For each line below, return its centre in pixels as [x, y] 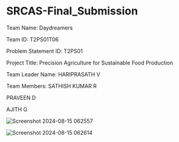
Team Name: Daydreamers [40, 28]
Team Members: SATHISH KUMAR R [51, 86]
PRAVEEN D [21, 97]
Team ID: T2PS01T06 [33, 39]
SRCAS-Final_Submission [72, 11]
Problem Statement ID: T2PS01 [44, 51]
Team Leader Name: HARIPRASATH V [54, 74]
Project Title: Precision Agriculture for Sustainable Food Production [90, 63]
